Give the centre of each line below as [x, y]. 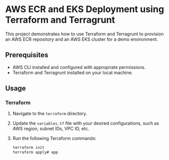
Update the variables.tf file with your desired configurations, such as [86, 123]
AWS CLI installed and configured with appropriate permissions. [79, 67]
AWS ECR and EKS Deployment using [85, 9]
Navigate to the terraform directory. [50, 114]
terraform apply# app [35, 152]
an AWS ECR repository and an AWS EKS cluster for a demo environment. [82, 39]
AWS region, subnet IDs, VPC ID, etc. [51, 129]
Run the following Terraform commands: [54, 138]
